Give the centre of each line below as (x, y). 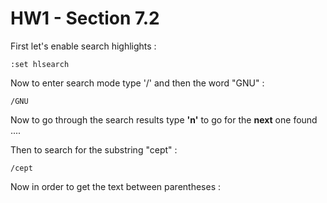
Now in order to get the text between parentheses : (116, 186)
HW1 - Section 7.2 (85, 18)
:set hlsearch (40, 64)
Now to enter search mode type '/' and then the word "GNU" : (137, 83)
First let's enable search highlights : (83, 46)
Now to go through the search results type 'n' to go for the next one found (164, 119)
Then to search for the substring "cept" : (94, 149)
